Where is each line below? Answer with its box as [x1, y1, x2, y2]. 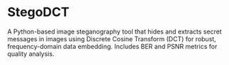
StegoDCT [7, 4, 69, 20]
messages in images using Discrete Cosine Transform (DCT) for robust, [7, 34, 216, 43]
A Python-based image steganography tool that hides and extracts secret [7, 27, 222, 36]
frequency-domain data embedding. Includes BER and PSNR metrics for [7, 42, 218, 50]
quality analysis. [7, 50, 55, 58]
